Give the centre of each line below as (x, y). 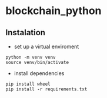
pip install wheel (28, 84)
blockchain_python (53, 11)
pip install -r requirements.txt (46, 89)
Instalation (25, 33)
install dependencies (39, 73)
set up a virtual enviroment (46, 46)
